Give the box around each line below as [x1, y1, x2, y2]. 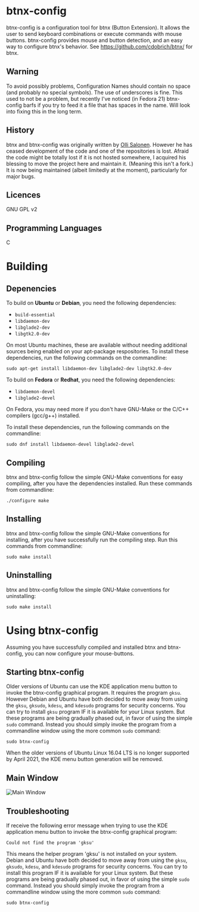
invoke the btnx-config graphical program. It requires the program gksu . [6, 689, 182, 697]
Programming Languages [6, 223, 102, 233]
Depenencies [6, 284, 57, 294]
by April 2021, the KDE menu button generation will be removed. [6, 756, 164, 763]
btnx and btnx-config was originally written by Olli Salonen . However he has [6, 141, 192, 148]
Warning [6, 67, 39, 77]
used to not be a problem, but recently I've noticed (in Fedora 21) [6, 95, 166, 102]
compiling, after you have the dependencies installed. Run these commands [6, 480, 192, 487]
